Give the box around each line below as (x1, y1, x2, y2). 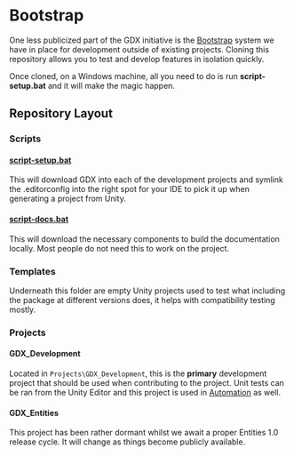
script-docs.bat (9, 214, 69, 225)
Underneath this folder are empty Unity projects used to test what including (9, 285, 286, 296)
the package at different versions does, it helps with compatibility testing (9, 294, 275, 305)
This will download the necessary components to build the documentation (9, 233, 280, 244)
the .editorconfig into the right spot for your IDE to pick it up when (9, 184, 250, 195)
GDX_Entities (9, 407, 60, 418)
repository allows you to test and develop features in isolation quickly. (9, 53, 265, 64)
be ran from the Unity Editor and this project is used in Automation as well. (9, 388, 282, 398)
